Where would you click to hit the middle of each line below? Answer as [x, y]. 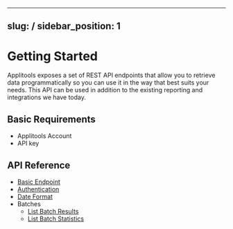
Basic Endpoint [39, 182]
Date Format [35, 196]
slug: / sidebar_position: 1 [64, 26]
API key [28, 144]
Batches [29, 204]
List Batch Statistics [56, 219]
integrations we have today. [47, 97]
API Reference [39, 165]
